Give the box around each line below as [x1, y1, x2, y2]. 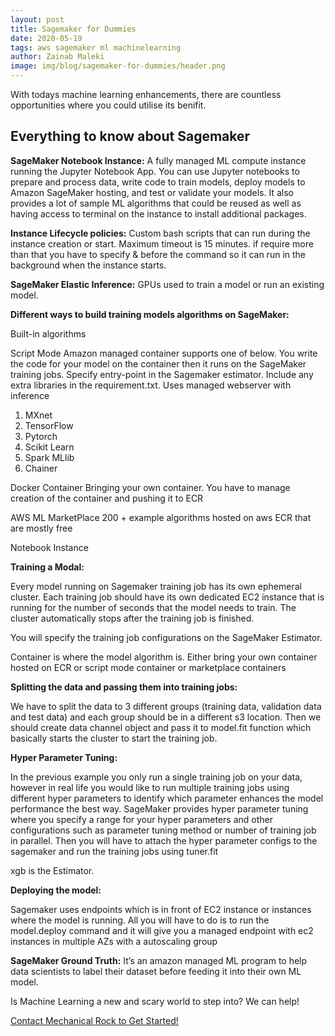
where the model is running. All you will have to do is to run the [10, 914, 270, 926]
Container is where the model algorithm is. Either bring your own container [10, 651, 318, 663]
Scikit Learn [24, 441, 75, 453]
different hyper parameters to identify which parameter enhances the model [10, 792, 324, 804]
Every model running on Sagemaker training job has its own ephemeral [10, 580, 302, 592]
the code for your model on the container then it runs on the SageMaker [10, 357, 307, 370]
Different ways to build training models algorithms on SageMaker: [10, 308, 290, 320]
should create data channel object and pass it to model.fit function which [10, 721, 312, 733]
